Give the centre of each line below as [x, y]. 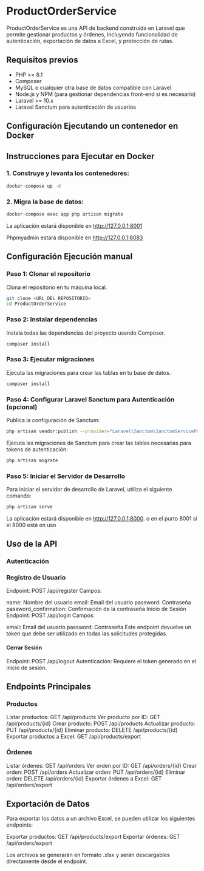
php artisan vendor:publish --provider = [58, 431]
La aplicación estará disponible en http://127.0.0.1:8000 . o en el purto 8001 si [102, 518]
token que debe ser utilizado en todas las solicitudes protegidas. [87, 634]
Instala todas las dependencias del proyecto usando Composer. [86, 333]
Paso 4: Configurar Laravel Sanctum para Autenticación [90, 399]
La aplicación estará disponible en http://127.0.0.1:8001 [74, 225]
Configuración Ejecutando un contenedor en [92, 126]
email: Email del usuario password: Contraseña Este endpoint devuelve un [99, 627]
